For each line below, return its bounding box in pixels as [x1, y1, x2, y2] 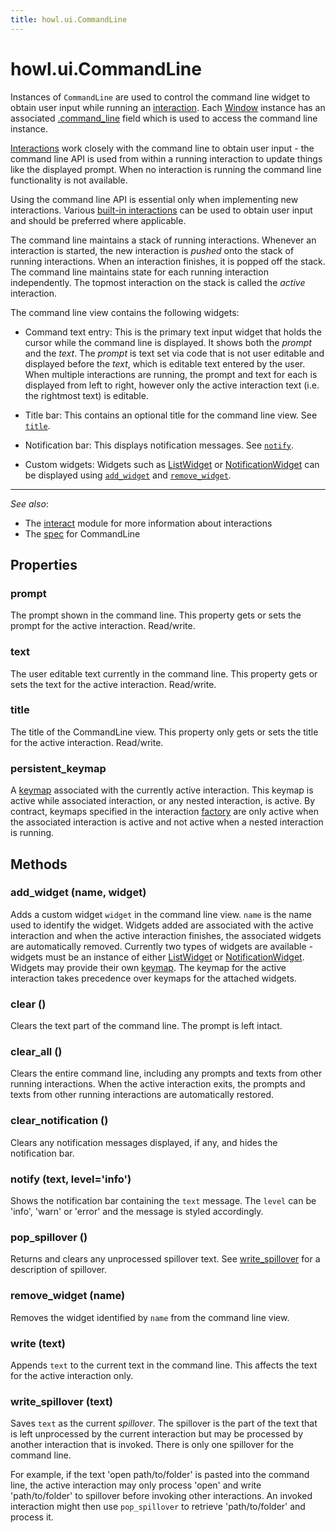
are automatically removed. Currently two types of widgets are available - [10, 940, 313, 952]
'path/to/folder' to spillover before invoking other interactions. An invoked [10, 1490, 313, 1502]
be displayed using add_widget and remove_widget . [24, 469, 232, 481]
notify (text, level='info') [10, 1172, 132, 1186]
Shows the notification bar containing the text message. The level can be [10, 1195, 317, 1207]
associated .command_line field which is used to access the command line [10, 112, 318, 124]
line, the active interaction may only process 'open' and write [10, 1479, 262, 1491]
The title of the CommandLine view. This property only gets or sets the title [10, 726, 319, 738]
